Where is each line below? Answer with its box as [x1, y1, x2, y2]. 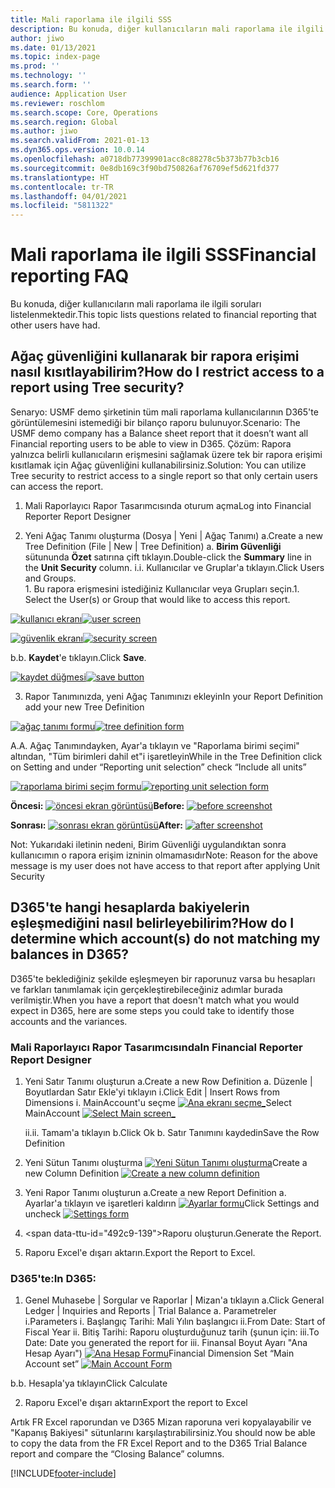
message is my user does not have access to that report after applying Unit [10, 859, 321, 871]
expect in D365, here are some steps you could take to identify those [10, 1004, 295, 1016]
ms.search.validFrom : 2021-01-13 [10, 136, 150, 146]
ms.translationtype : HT [10, 172, 110, 183]
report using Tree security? [10, 379, 185, 396]
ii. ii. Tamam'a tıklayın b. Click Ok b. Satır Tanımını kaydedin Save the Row [24, 1126, 320, 1138]
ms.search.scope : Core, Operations [10, 107, 159, 118]
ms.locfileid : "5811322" [10, 201, 114, 211]
